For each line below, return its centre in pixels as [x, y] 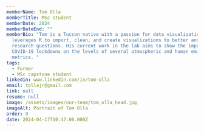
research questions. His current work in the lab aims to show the [99, 46]
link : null [20, 91]
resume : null [23, 97]
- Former [23, 68]
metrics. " [25, 57]
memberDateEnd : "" [29, 29]
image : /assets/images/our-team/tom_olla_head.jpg [72, 102]
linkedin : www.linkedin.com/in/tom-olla [58, 80]
